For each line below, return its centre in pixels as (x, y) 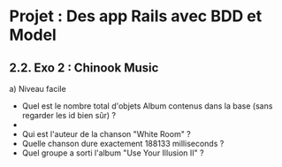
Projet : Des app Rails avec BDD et (136, 16)
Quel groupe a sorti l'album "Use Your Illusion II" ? (113, 153)
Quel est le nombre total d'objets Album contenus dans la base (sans (147, 106)
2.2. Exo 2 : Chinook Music (84, 68)
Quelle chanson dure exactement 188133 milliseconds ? (123, 144)
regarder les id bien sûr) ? (69, 115)
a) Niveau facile (38, 89)
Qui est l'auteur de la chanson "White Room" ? (107, 134)
